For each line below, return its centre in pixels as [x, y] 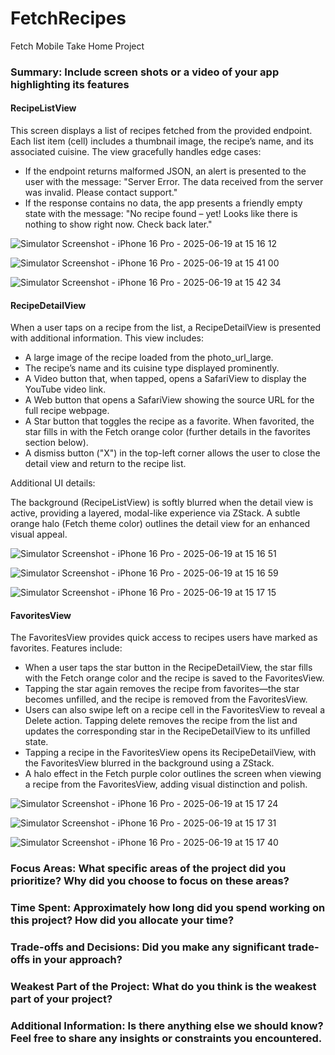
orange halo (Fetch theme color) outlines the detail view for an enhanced [160, 524]
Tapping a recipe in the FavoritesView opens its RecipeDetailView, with [170, 753]
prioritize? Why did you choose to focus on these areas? [150, 881]
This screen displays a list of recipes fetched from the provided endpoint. [161, 131]
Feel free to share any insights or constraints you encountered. [166, 1039]
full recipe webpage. [67, 411]
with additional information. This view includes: [107, 338]
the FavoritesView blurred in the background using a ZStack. [149, 763]
